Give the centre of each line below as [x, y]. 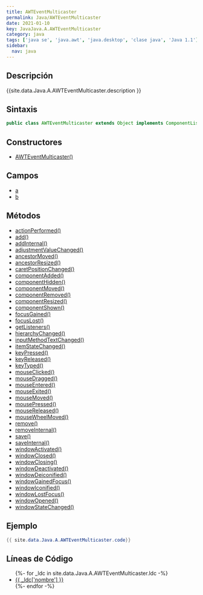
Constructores [34, 142]
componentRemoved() [43, 295]
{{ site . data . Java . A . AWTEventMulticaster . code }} [69, 540]
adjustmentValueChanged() [49, 249]
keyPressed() [31, 352]
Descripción [30, 76]
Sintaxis [22, 109]
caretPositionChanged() [45, 269]
